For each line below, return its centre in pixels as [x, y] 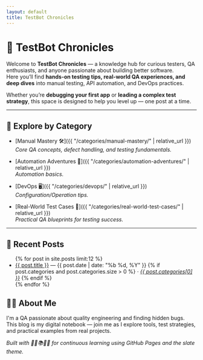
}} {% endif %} [34, 278]
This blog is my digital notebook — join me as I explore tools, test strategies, [101, 324]
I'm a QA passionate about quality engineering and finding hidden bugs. [96, 318]
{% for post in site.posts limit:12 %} [59, 259]
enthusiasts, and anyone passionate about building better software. [90, 71]
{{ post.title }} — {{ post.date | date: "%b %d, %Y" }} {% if [87, 265]
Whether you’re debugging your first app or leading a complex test [91, 95]
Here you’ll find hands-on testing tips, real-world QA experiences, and [96, 77]
